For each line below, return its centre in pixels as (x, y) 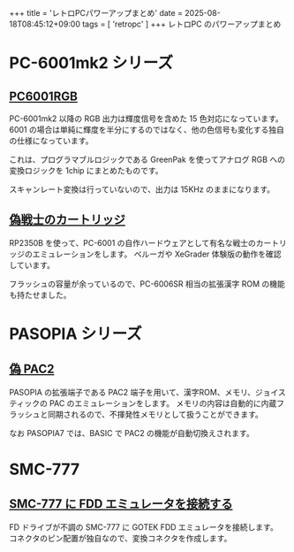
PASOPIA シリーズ (76, 333)
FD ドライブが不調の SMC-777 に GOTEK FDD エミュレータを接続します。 (143, 527)
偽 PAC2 (32, 369)
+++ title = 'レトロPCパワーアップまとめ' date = (96, 13)
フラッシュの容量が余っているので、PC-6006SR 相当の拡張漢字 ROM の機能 (147, 284)
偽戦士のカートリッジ (67, 220)
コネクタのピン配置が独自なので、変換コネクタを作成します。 (121, 538)
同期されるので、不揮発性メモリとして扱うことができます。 (155, 414)
